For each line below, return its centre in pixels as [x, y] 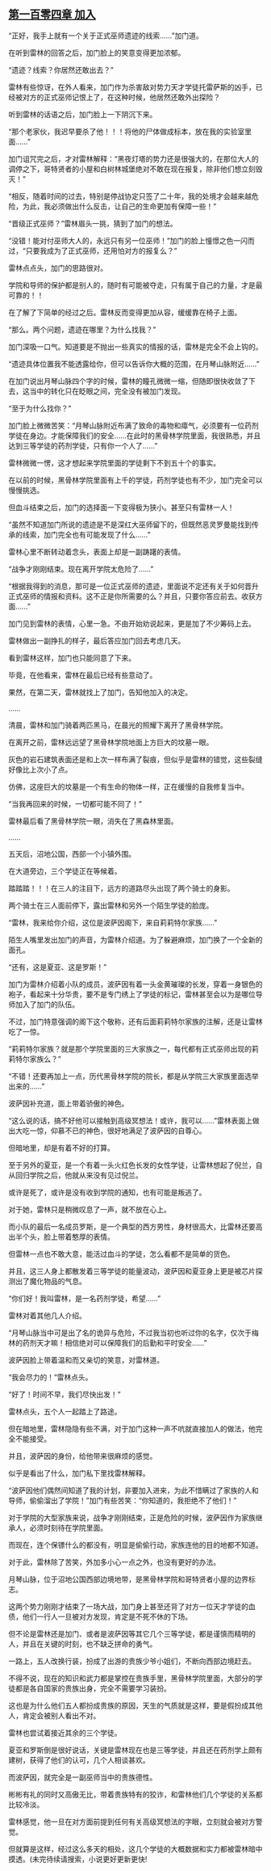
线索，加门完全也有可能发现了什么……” [86, 534]
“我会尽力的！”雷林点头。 [50, 1377]
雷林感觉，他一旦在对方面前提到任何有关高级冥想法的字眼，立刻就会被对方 [132, 1822]
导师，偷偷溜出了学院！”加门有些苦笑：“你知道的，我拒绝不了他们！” [123, 1500]
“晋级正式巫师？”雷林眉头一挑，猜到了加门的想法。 [93, 223]
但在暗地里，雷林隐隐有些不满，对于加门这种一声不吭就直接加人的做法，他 [132, 1428]
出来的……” [27, 1086]
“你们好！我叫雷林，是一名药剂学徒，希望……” [85, 1298]
